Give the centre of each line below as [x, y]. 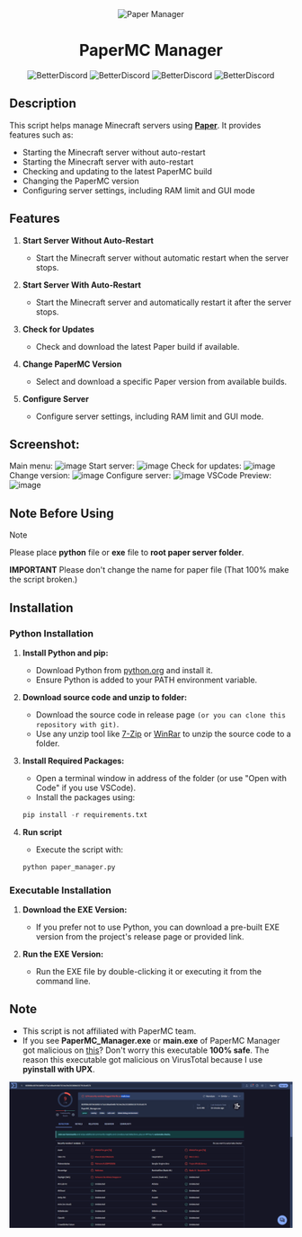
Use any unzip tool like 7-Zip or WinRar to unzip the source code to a [164, 734]
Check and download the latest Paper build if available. [138, 346]
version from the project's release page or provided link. [140, 936]
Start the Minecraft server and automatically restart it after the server [164, 302]
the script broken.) [44, 580]
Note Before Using [62, 513]
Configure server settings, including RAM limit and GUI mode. [150, 416]
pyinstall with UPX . [58, 1069]
